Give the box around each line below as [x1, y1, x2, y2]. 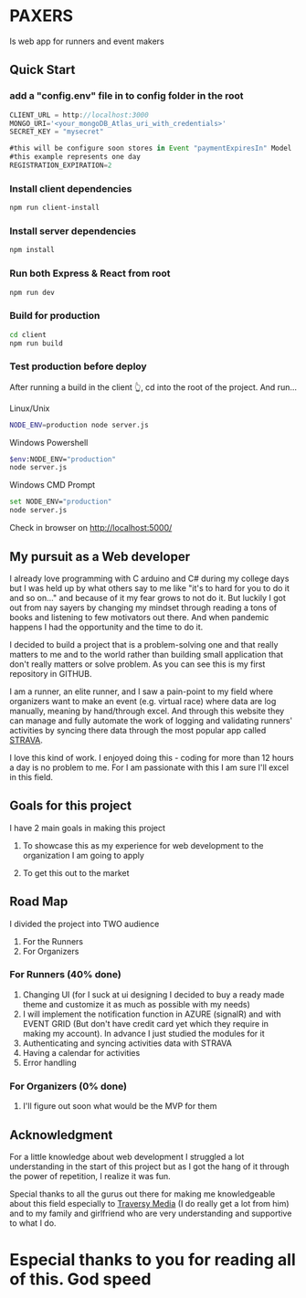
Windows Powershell [9, 437, 89, 448]
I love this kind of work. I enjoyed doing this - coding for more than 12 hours [9, 752, 294, 763]
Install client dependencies [9, 182, 132, 195]
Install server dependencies [9, 225, 137, 237]
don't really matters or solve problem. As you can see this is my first [9, 659, 266, 670]
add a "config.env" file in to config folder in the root [9, 90, 244, 102]
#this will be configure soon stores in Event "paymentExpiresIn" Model [9, 143, 292, 153]
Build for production [9, 310, 100, 322]
